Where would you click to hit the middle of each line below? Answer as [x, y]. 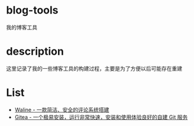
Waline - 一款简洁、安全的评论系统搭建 [62, 110]
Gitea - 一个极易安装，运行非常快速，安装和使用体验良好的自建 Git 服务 [101, 117]
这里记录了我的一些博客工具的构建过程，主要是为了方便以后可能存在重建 [94, 68]
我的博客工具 [22, 27]
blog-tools [32, 10]
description [35, 52]
